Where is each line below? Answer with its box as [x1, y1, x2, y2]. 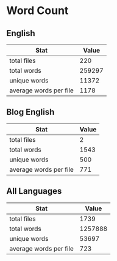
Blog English [6, 107, 55, 117]
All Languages [6, 186, 62, 196]
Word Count [6, 4, 69, 18]
